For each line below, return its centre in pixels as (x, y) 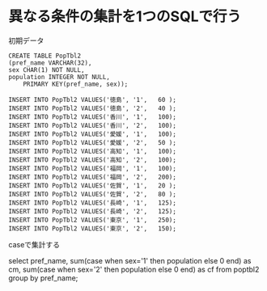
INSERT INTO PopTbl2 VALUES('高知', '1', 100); (92, 151)
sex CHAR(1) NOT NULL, (47, 70)
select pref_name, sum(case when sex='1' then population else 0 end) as (130, 260)
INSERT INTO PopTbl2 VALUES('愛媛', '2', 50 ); (92, 142)
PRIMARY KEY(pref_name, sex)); (76, 84)
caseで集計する (34, 244)
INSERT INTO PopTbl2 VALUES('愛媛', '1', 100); (92, 134)
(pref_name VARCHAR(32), (50, 63)
